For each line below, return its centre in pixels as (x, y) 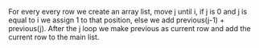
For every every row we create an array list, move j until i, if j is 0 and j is (128, 12)
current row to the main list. (54, 37)
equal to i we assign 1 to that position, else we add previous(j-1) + (117, 20)
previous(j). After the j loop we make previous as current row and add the (129, 28)
